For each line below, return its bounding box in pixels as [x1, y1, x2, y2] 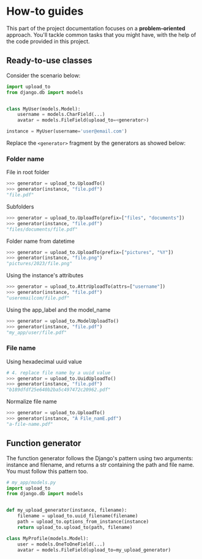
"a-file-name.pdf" [6, 421, 53, 427]
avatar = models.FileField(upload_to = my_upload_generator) [17, 547, 171, 553]
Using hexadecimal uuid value [6, 358, 83, 365]
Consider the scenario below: [6, 72, 81, 79]
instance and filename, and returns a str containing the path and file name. [6, 461, 195, 468]
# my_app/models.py [6, 479, 56, 485]
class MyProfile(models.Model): [6, 535, 89, 541]
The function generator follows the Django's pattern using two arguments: [6, 454, 193, 461]
